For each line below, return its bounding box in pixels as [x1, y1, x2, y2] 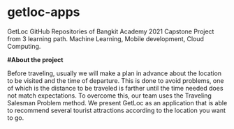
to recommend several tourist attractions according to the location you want [7, 106, 226, 114]
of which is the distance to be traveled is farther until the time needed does [7, 84, 224, 92]
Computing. [7, 42, 41, 50]
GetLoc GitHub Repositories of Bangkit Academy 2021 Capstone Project [7, 27, 214, 36]
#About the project [7, 55, 64, 63]
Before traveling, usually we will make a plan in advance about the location [7, 69, 222, 77]
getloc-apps [7, 4, 80, 20]
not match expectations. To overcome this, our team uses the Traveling [7, 91, 212, 100]
